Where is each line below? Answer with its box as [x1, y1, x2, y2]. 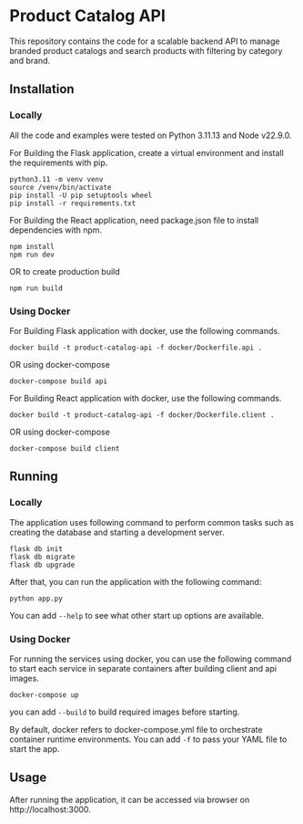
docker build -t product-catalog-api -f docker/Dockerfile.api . [9, 343, 262, 352]
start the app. [9, 743, 60, 754]
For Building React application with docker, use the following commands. [9, 392, 282, 403]
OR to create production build [9, 266, 120, 276]
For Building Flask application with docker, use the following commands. [9, 325, 280, 336]
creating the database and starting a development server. [9, 527, 225, 537]
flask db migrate [9, 552, 76, 561]
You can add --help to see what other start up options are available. [9, 610, 264, 621]
